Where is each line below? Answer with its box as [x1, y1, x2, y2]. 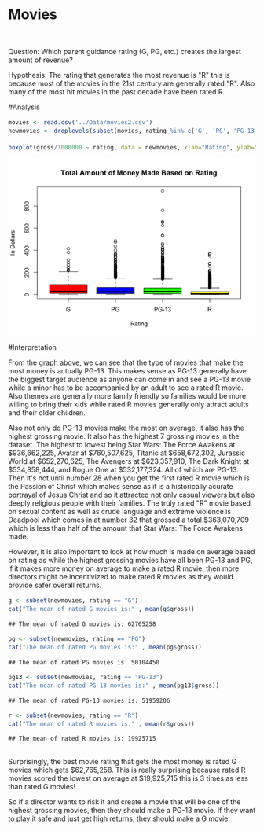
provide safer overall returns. [8, 580, 102, 590]
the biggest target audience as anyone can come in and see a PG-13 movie [8, 375, 251, 384]
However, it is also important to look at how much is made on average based [8, 547, 255, 557]
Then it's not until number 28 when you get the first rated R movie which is [8, 473, 250, 483]
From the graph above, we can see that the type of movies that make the [8, 358, 244, 367]
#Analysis [8, 102, 41, 112]
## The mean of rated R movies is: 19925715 [8, 735, 156, 743]
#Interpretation [8, 343, 57, 352]
